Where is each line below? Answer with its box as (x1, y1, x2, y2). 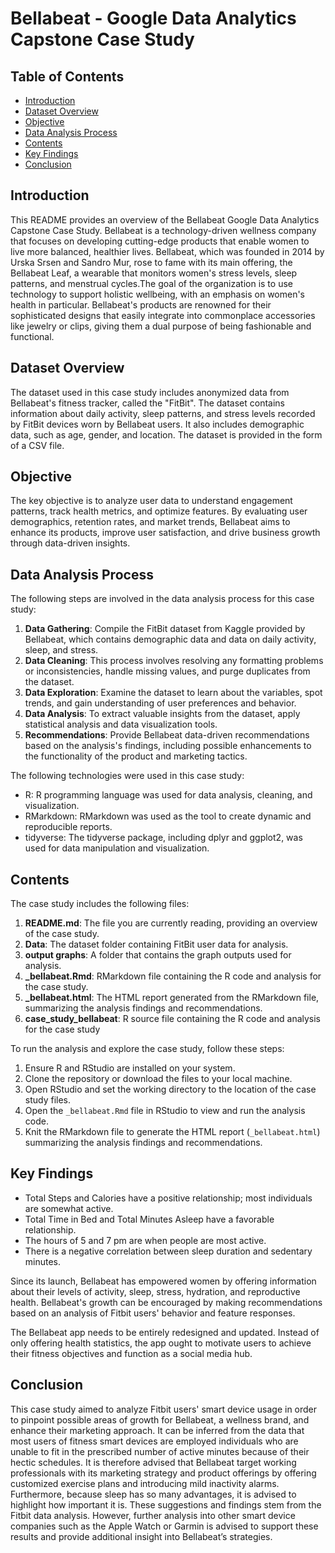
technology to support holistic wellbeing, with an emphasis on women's (10, 288, 306, 300)
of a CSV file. (10, 439, 65, 451)
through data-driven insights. (10, 537, 131, 549)
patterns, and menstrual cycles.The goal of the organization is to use (10, 277, 293, 289)
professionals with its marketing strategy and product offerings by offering (10, 1467, 317, 1479)
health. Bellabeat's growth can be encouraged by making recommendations (10, 1296, 323, 1308)
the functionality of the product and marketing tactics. (24, 750, 248, 762)
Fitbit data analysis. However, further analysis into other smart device (10, 1509, 296, 1521)
